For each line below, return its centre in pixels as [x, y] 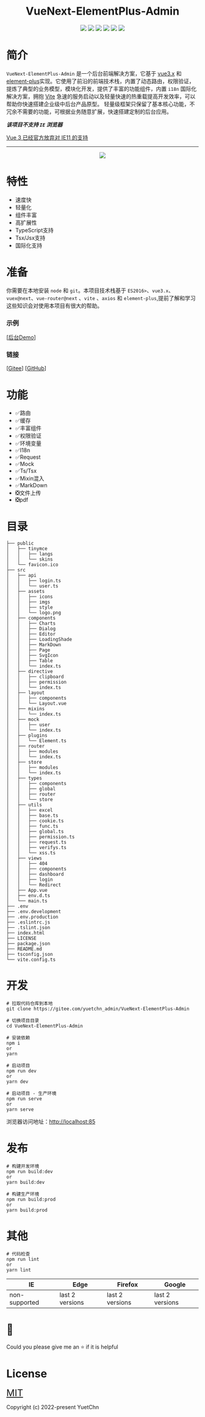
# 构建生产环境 [23, 1194]
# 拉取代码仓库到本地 [30, 1004]
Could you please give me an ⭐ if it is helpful [62, 1347]
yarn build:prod [27, 1210]
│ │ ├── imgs [28, 602]
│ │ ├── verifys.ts [37, 848]
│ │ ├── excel [30, 810]
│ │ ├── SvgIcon [33, 656]
